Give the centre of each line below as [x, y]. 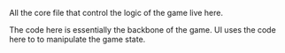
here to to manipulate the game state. [77, 39]
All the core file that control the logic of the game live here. [116, 13]
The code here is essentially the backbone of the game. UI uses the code [142, 30]
